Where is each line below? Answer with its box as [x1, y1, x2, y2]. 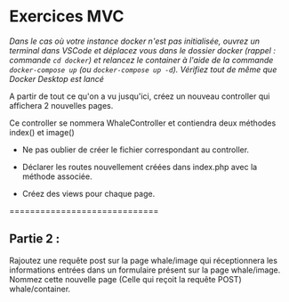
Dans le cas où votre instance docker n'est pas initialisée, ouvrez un [9, 36, 261, 46]
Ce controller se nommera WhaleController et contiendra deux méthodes [9, 118, 277, 128]
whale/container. [9, 283, 71, 294]
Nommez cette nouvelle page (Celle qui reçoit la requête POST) [9, 273, 242, 284]
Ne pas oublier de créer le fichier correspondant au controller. [21, 144, 250, 155]
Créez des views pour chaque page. [21, 188, 156, 199]
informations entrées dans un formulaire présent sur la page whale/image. [9, 265, 281, 275]
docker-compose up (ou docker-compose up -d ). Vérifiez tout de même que [9, 64, 277, 75]
